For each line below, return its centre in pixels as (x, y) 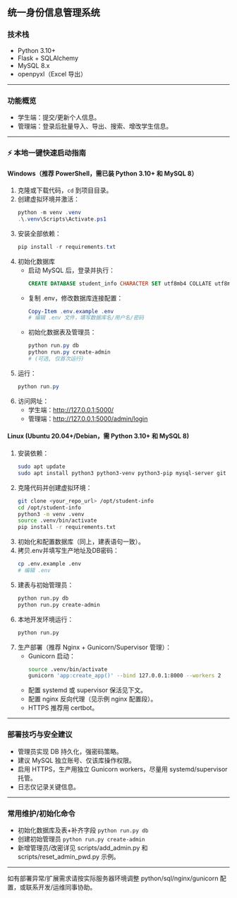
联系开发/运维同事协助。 (61, 887)
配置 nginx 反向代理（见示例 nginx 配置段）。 (92, 699)
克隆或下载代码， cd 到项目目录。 (65, 190)
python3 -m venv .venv (51, 514)
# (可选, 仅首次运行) (56, 359)
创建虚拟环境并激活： (48, 199)
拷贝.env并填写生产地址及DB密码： (68, 551)
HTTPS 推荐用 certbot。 (63, 708)
